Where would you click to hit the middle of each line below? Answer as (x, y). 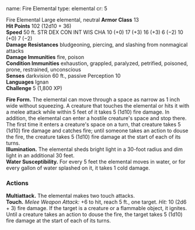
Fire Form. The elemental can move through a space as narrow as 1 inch (93, 99)
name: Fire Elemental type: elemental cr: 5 (57, 8)
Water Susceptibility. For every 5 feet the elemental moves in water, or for (96, 162)
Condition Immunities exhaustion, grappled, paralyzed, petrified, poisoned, (97, 63)
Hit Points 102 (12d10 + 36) (39, 26)
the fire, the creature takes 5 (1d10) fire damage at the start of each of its (93, 137)
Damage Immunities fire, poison (45, 57)
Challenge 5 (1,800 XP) (34, 88)
